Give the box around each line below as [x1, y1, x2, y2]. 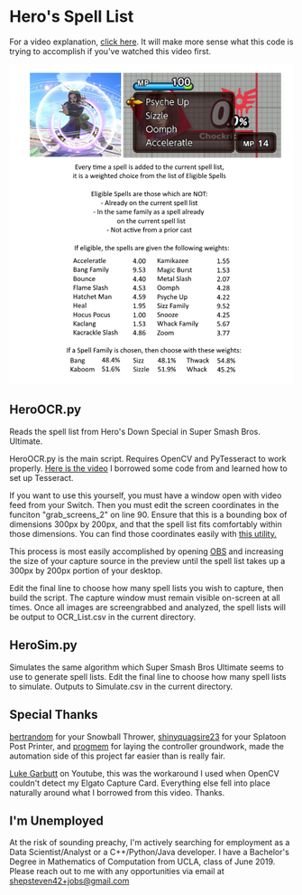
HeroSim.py [9, 637, 78, 653]
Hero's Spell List [9, 6, 134, 27]
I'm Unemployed [9, 813, 104, 828]
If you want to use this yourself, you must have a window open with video [9, 490, 282, 501]
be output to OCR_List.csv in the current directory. [9, 611, 197, 622]
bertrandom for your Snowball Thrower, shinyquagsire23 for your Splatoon [9, 730, 287, 742]
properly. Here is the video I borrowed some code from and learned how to [9, 463, 288, 474]
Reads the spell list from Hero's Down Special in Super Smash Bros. [9, 426, 261, 437]
